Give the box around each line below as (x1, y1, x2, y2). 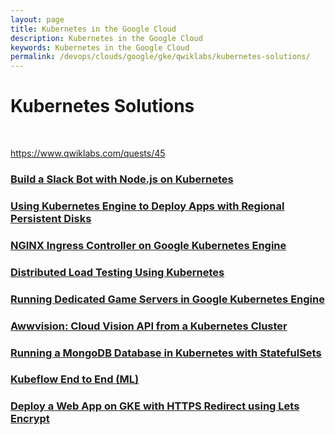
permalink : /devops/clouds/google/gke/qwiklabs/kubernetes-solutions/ (10, 52, 311, 62)
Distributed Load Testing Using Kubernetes (10, 265, 225, 279)
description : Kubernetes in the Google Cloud (10, 33, 203, 43)
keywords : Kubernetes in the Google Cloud (10, 42, 190, 53)
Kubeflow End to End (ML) (10, 372, 140, 386)
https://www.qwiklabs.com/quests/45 (10, 147, 166, 160)
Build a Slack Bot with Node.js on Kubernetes (10, 172, 234, 186)
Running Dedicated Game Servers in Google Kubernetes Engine (10, 292, 325, 306)
